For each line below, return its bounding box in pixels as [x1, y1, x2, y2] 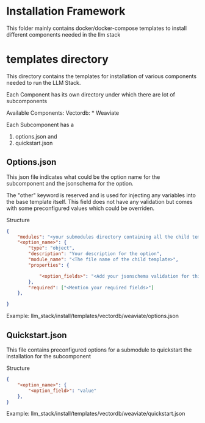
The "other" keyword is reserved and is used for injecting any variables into [6, 191, 196, 199]
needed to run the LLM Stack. [6, 79, 81, 86]
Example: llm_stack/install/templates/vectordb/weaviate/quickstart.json [6, 410, 185, 418]
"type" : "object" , [28, 245, 75, 251]
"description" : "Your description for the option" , [28, 251, 163, 257]
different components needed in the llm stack [6, 31, 121, 38]
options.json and [15, 132, 57, 140]
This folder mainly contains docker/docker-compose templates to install [6, 24, 187, 32]
